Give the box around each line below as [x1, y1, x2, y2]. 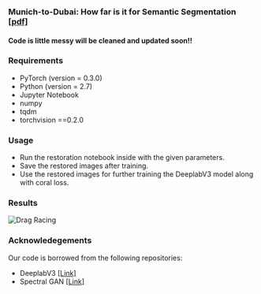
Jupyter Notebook [19, 90, 79, 99]
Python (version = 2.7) [19, 81, 93, 91]
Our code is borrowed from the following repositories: [8, 253, 183, 262]
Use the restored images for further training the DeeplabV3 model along [19, 169, 254, 179]
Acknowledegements [8, 235, 92, 246]
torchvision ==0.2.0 [19, 115, 84, 125]
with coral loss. [19, 178, 69, 188]
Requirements [8, 55, 64, 66]
